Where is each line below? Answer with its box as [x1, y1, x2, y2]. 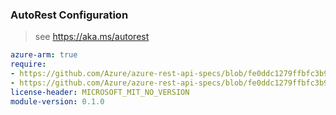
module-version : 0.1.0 [10, 96, 105, 107]
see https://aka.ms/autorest [34, 31, 150, 43]
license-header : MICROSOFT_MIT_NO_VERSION [10, 87, 190, 97]
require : [10, 59, 47, 70]
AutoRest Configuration [10, 8, 129, 22]
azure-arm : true [10, 50, 78, 60]
